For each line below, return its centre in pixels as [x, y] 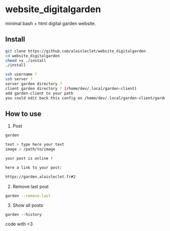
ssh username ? [21, 75]
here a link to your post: [34, 168]
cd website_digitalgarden [32, 56]
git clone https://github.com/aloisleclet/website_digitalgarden [75, 51]
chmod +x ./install [26, 60]
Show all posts [28, 205]
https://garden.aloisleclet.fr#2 [40, 177]
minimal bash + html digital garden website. [51, 23]
